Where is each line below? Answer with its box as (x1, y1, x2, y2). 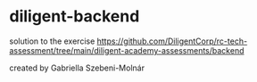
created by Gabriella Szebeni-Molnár (9, 62, 145, 73)
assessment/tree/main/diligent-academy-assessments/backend (9, 45, 245, 55)
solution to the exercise (9, 36, 95, 46)
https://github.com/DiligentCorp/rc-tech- (96, 36, 248, 46)
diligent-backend (9, 6, 140, 27)
